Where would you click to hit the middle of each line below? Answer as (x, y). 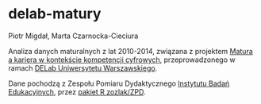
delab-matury (55, 14)
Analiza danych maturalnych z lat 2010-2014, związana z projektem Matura (131, 51)
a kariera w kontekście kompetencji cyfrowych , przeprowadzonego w (122, 60)
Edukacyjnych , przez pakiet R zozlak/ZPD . (77, 91)
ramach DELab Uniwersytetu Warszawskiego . (83, 67)
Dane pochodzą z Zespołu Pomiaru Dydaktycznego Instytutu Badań (119, 83)
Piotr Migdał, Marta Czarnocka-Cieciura (73, 36)
